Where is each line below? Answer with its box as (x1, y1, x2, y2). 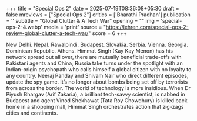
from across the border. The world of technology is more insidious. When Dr (6, 85, 191, 91)
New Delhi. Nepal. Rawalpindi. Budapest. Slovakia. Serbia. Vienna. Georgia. (6, 41, 189, 48)
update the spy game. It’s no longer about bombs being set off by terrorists (6, 78, 188, 85)
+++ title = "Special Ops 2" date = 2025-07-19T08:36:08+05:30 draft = (6, 5, 179, 12)
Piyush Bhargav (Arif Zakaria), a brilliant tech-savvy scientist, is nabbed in (6, 91, 185, 98)
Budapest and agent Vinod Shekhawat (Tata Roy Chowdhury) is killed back (6, 97, 188, 104)
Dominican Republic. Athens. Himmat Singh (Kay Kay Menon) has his (6, 47, 173, 54)
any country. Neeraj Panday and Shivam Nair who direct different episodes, (6, 72, 189, 79)
